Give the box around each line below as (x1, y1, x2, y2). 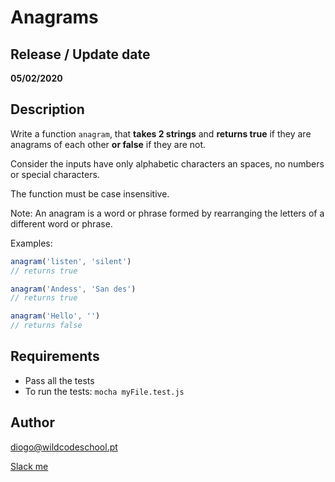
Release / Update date (10, 46, 151, 63)
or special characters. (10, 168, 100, 180)
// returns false (10, 321, 83, 331)
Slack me (10, 460, 49, 472)
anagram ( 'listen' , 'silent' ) (10, 256, 132, 266)
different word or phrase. (10, 217, 113, 230)
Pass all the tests (24, 374, 95, 386)
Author (10, 414, 55, 431)
